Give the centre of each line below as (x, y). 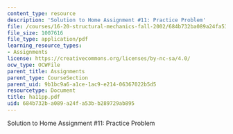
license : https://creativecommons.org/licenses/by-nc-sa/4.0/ (99, 59)
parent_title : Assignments (46, 71)
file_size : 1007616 (35, 33)
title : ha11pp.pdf (34, 97)
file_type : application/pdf (48, 39)
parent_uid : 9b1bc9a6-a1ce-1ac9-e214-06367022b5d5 (82, 84)
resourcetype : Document (42, 90)
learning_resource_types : (44, 46)
